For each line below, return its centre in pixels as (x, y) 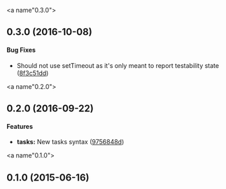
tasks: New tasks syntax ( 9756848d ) (70, 142)
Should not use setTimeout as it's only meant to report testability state (118, 65)
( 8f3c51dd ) (33, 73)
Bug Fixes (21, 50)
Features (20, 126)
